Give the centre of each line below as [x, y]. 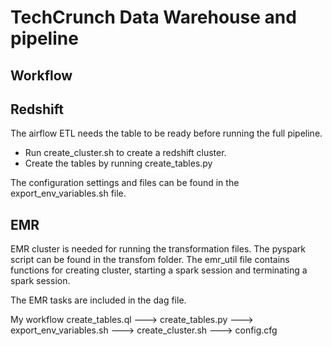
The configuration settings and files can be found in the [125, 183]
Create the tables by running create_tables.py [118, 163]
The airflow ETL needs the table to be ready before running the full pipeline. [166, 133]
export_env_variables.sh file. [68, 193]
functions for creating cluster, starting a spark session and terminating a [159, 270]
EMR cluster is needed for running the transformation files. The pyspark [158, 249]
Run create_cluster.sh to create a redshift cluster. [125, 153]
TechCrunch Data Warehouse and [153, 17]
